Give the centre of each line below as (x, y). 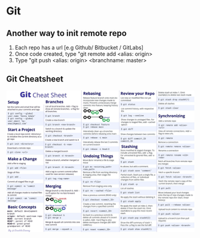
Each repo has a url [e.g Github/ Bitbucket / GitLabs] (79, 47)
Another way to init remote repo (67, 33)
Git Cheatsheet (35, 79)
